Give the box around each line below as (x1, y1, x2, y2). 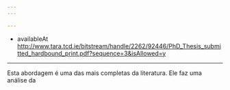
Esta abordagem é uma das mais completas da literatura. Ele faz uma (7, 69, 202, 77)
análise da (7, 76, 36, 84)
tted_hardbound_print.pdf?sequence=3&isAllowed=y (16, 49, 166, 57)
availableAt (16, 35, 49, 43)
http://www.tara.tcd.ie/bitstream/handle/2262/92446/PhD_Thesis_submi (16, 42, 221, 50)
